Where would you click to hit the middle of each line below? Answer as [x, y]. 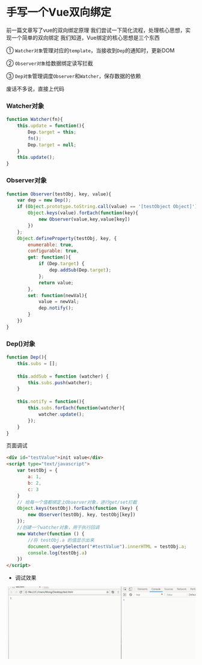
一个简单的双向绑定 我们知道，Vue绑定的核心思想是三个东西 [86, 37]
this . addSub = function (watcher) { [63, 376]
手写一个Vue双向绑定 [59, 12]
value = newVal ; [59, 302]
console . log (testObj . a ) [57, 553]
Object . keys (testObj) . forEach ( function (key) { [78, 509]
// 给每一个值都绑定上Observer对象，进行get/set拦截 [77, 502]
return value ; [56, 283]
